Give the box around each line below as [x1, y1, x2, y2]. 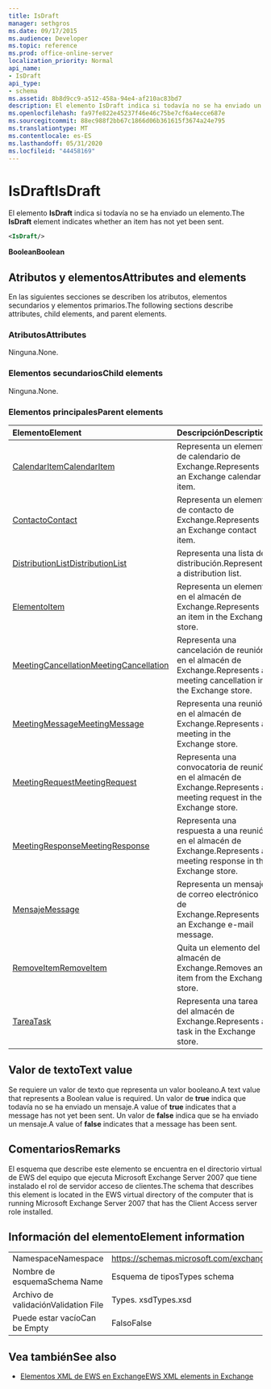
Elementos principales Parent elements [8, 406, 164, 417]
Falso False [111, 1317, 152, 1328]
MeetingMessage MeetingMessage [12, 718, 144, 729]
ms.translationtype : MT [8, 124, 89, 132]
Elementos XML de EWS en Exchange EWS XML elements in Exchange [19, 1371, 254, 1381]
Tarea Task [12, 1015, 52, 1027]
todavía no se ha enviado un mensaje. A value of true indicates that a [8, 1102, 236, 1111]
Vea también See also [8, 1349, 117, 1364]
